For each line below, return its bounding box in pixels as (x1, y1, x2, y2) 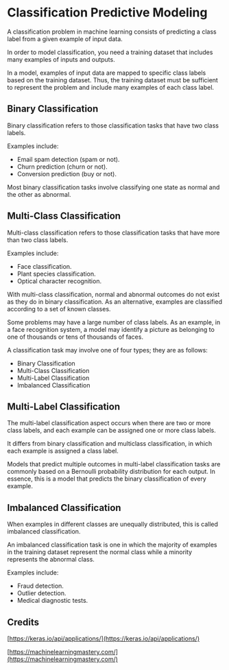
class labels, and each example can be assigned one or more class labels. (7, 427, 216, 435)
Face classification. (16, 262, 72, 270)
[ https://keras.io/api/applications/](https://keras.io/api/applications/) (7, 634, 200, 643)
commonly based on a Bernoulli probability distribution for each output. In (7, 468, 216, 476)
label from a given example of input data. (7, 34, 123, 43)
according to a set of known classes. (7, 304, 111, 313)
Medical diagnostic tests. (16, 597, 88, 605)
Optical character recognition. (16, 276, 101, 285)
